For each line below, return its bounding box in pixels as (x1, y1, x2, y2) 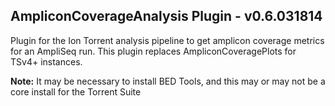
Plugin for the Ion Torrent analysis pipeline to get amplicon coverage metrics (10, 34, 325, 46)
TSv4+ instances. (10, 55, 83, 68)
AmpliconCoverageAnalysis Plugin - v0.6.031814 (10, 8, 323, 25)
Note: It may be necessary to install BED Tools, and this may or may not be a (10, 75, 326, 87)
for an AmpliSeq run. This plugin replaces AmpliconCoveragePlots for (10, 45, 297, 57)
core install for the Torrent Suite (10, 85, 142, 98)
